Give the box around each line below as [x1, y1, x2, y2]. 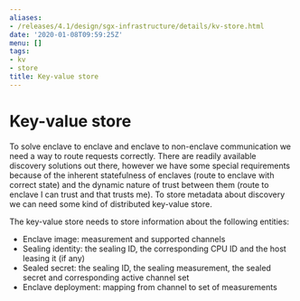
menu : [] [9, 38, 42, 48]
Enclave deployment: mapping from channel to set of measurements [22, 281, 277, 292]
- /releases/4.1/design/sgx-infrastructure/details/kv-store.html [9, 22, 265, 31]
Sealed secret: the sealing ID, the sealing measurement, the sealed [22, 262, 271, 273]
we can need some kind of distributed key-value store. [9, 198, 212, 209]
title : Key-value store [9, 72, 99, 81]
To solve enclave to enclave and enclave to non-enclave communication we [9, 141, 292, 152]
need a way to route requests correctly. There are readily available [9, 150, 257, 161]
